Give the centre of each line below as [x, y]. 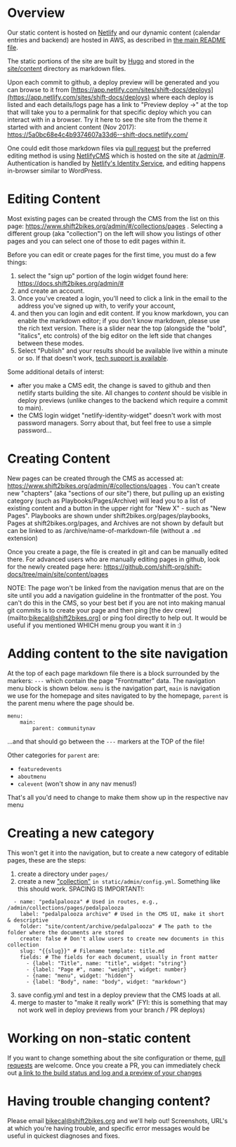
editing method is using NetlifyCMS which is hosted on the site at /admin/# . [117, 156]
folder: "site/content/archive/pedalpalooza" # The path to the [116, 926]
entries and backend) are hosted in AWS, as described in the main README [117, 39]
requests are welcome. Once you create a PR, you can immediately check [114, 1065]
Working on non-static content [99, 1038]
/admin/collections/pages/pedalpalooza [66, 908]
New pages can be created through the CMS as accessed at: [96, 478]
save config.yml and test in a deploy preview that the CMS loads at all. [119, 995]
